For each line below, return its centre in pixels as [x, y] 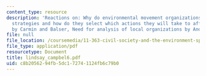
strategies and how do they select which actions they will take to [101, 23]
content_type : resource [37, 12]
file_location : [26, 40]
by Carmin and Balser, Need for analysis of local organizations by [101, 29]
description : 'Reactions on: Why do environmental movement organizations [104, 18]
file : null [20, 35]
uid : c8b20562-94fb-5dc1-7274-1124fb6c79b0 [63, 63]
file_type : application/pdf [42, 47]
